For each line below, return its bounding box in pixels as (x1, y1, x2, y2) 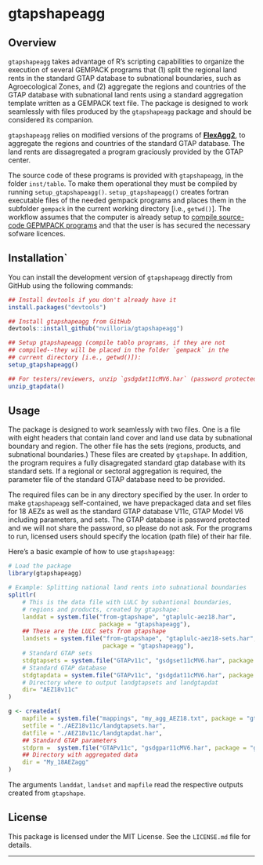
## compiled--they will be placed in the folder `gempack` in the (8, 346, 229, 354)
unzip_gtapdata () (8, 382, 65, 390)
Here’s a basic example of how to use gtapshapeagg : (8, 547, 175, 557)
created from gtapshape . (8, 788, 86, 797)
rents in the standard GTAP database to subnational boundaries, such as (8, 74, 241, 82)
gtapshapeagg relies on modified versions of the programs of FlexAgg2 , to (8, 130, 246, 140)
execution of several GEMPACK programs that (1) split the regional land (8, 65, 237, 75)
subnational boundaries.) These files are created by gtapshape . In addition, (8, 450, 248, 459)
